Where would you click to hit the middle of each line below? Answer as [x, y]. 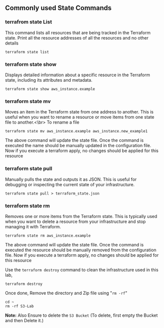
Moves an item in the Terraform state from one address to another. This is [79, 112]
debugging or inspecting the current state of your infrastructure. [70, 184]
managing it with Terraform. [33, 226]
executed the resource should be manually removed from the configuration [81, 250]
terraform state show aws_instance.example [50, 89]
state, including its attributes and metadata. [49, 80]
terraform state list [27, 52]
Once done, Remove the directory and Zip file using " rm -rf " [66, 293]
